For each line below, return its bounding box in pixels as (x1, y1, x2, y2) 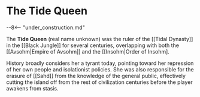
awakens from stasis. (6, 85, 59, 92)
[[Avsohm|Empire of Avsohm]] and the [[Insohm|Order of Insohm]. (6, 48, 169, 55)
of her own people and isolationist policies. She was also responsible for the (6, 65, 194, 73)
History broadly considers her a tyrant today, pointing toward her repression (6, 60, 194, 67)
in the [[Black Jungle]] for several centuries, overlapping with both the (6, 42, 180, 49)
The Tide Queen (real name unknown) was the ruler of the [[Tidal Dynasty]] (6, 35, 193, 42)
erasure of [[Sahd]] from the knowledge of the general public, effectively (6, 72, 186, 79)
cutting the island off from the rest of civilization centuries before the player (6, 79, 193, 86)
